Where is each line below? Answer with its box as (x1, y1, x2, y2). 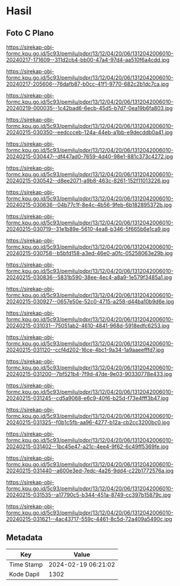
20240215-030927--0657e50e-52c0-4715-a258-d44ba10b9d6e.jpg (6, 298, 174, 305)
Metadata (6, 532, 43, 543)
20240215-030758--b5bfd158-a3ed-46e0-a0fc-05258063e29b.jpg (6, 250, 173, 256)
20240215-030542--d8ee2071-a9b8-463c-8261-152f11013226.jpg (6, 177, 170, 184)
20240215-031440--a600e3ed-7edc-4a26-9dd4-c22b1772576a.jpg (6, 467, 174, 474)
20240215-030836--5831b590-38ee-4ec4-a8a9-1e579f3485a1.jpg (6, 274, 172, 281)
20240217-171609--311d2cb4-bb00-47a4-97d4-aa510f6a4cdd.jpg (6, 57, 170, 63)
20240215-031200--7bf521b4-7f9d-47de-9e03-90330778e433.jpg (6, 371, 172, 377)
